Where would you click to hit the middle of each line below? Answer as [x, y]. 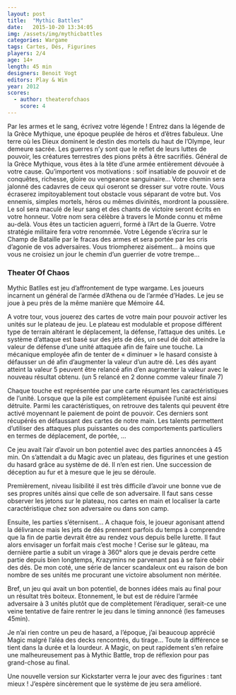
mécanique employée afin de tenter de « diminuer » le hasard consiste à [112, 354]
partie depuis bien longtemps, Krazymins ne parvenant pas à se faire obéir [116, 560]
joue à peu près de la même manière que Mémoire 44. [86, 303]
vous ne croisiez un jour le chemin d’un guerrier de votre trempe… [104, 254]
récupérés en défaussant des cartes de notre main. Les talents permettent [116, 421]
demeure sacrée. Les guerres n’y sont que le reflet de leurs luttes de [107, 149]
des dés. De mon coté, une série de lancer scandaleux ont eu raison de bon [118, 567]
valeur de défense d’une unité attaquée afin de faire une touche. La [105, 347]
